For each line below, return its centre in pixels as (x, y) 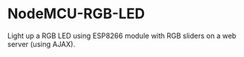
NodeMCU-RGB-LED (76, 14)
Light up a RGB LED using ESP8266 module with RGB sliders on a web (122, 36)
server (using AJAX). (42, 44)
